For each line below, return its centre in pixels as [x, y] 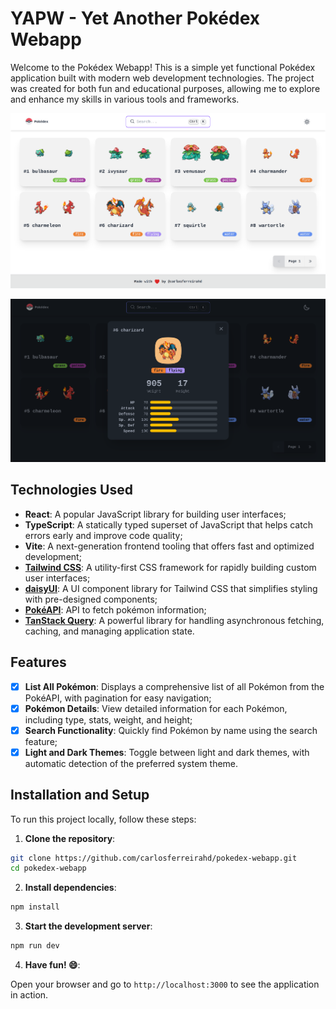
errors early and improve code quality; [103, 535]
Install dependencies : [70, 888]
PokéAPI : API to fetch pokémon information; [115, 609]
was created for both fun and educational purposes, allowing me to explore [165, 88]
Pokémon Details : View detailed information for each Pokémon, [156, 708]
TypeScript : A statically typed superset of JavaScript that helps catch [168, 524]
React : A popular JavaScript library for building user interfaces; [155, 514]
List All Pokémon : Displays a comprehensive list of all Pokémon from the [174, 686]
